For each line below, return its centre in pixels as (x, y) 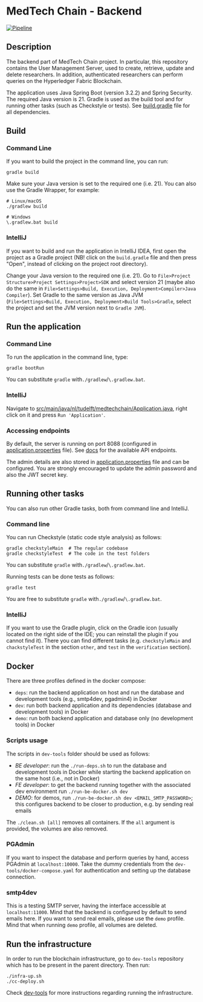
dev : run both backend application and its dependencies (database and (103, 705)
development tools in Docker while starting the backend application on (103, 772)
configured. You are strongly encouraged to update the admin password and (101, 468)
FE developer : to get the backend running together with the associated (103, 785)
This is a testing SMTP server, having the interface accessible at (86, 906)
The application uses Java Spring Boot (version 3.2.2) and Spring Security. (99, 93)
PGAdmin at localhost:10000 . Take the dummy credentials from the (90, 864)
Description (29, 47)
